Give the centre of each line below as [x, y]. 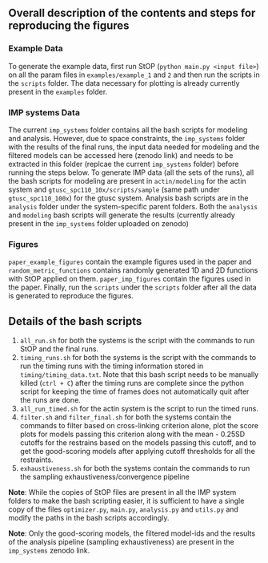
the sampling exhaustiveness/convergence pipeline [104, 477]
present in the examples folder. [58, 91]
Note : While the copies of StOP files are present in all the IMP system [122, 492]
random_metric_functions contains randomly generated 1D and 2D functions [133, 270]
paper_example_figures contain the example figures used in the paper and [130, 262]
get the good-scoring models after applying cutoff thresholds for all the [138, 452]
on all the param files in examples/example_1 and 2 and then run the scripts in [134, 75]
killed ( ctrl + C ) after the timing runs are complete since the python [132, 383]
